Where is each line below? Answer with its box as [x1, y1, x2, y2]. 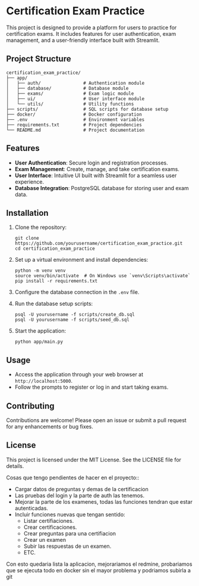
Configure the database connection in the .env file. [14, 289, 140, 296]
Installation [6, 207, 49, 218]
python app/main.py [14, 339, 64, 345]
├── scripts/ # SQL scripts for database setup [6, 106, 169, 112]
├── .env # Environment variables [6, 116, 145, 123]
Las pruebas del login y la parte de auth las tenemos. [14, 492, 145, 499]
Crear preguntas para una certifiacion [23, 529, 116, 537]
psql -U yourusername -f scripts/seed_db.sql [14, 317, 129, 323]
